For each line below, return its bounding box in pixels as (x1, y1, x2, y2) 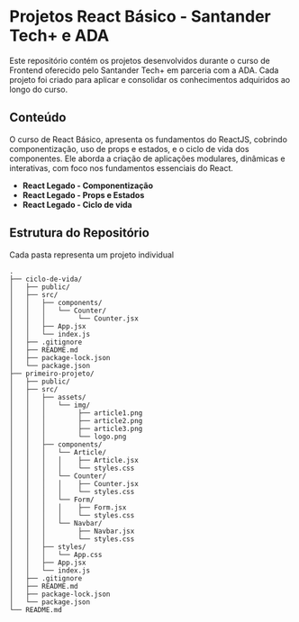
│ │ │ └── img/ (9, 401, 91, 410)
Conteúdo (9, 110, 67, 125)
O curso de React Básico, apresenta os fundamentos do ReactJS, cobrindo (9, 133, 288, 145)
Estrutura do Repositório (9, 225, 150, 240)
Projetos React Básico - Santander (9, 6, 272, 27)
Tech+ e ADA (9, 25, 110, 46)
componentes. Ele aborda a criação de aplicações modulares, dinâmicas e (9, 153, 285, 164)
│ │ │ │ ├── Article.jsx (9, 455, 140, 464)
